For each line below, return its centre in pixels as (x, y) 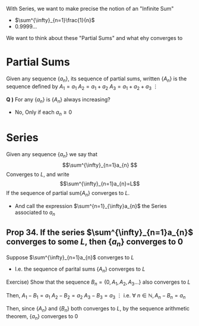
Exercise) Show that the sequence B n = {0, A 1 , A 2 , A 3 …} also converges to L (99, 283)
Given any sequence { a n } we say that (52, 155)
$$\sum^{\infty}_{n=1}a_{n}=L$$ (100, 184)
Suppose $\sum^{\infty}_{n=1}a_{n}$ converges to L (70, 257)
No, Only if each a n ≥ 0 (43, 113)
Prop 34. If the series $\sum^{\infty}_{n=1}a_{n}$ (100, 232)
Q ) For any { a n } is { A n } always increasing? (59, 100)
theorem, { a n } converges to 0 (42, 317)
